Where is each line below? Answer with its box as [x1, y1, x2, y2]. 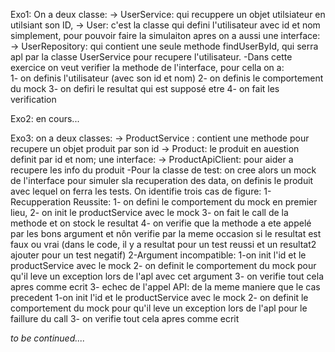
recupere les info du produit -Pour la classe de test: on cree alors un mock [10, 164, 317, 176]
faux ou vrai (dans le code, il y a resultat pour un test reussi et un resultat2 [10, 239, 317, 250]
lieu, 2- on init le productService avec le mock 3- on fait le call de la [10, 207, 289, 218]
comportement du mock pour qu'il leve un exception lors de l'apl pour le [10, 302, 308, 314]
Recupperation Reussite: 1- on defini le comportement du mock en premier [10, 196, 318, 208]
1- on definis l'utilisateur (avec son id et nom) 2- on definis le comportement [10, 72, 324, 84]
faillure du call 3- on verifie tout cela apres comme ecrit [10, 313, 240, 324]
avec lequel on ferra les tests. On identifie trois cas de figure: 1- [10, 185, 272, 197]
